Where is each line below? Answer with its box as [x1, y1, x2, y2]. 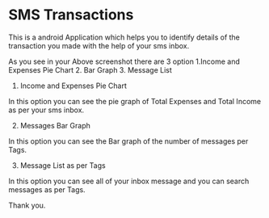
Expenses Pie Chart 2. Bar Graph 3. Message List [8, 65, 172, 74]
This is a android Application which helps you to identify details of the [8, 32, 241, 42]
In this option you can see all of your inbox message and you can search [8, 176, 250, 186]
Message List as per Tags [19, 160, 107, 170]
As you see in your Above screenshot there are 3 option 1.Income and [8, 57, 241, 66]
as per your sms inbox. [8, 105, 85, 115]
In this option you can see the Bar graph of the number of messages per [8, 136, 249, 146]
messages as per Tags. [8, 184, 86, 195]
